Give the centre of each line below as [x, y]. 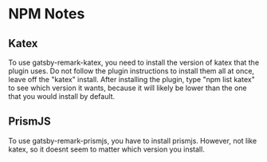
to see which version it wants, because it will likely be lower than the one [128, 88]
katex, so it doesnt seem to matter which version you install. [106, 149]
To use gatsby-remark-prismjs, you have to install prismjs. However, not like [133, 140]
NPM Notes [47, 14]
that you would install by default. [62, 96]
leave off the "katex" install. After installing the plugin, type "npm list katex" [132, 79]
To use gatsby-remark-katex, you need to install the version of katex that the [134, 62]
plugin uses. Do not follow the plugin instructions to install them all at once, [132, 71]
